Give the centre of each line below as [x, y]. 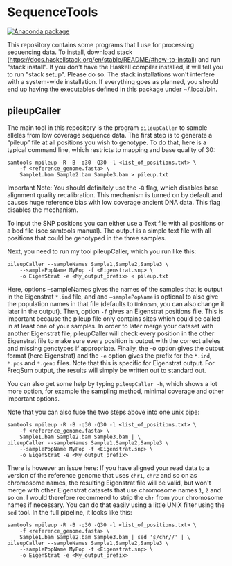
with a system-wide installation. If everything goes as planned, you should [113, 81]
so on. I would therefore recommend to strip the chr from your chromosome [115, 497]
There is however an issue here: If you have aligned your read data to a [108, 468]
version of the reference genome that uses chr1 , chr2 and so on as [102, 475]
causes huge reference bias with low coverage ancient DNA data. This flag [114, 202]
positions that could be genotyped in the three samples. [87, 238]
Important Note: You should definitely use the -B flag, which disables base [113, 188]
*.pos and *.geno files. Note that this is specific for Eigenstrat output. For [111, 363]
